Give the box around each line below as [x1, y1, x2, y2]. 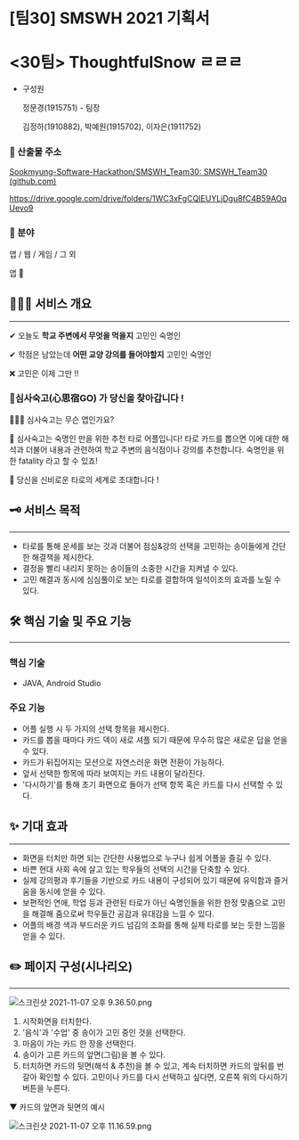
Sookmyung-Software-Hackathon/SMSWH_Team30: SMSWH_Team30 [9, 167, 268, 177]
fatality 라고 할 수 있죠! [18, 455, 98, 466]
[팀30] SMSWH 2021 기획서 [9, 8, 210, 29]
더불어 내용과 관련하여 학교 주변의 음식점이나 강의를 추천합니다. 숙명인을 [25, 444, 276, 455]
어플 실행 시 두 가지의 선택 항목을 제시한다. [21, 724, 170, 734]
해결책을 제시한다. [31, 552, 94, 562]
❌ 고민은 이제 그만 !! [9, 367, 79, 379]
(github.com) [9, 176, 57, 187]
